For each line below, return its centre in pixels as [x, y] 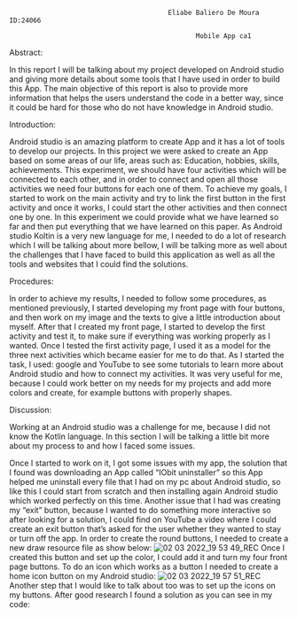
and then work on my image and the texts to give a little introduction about [145, 317]
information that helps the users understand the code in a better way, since [146, 98]
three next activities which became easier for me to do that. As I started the [147, 355]
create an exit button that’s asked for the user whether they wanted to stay [145, 529]
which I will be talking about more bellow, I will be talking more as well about [148, 245]
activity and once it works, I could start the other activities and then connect [148, 207]
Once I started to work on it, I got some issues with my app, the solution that [148, 463]
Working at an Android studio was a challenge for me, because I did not [140, 427]
